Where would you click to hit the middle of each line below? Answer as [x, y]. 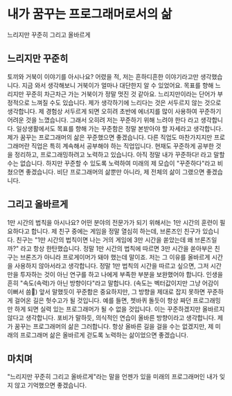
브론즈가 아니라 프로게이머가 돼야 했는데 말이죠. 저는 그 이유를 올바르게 [115, 257]
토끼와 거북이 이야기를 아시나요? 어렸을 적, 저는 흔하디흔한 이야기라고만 [103, 76]
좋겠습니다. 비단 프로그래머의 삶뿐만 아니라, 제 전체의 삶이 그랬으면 [115, 172]
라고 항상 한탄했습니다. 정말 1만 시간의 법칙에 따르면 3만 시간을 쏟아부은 [117, 248]
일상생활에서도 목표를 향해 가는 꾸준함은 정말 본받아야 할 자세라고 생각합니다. [120, 128]
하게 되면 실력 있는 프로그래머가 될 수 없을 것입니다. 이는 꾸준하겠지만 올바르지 [119, 309]
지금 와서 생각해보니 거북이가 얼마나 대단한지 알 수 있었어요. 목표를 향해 [118, 85]
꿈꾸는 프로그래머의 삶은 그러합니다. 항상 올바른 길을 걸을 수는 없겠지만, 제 [114, 326]
